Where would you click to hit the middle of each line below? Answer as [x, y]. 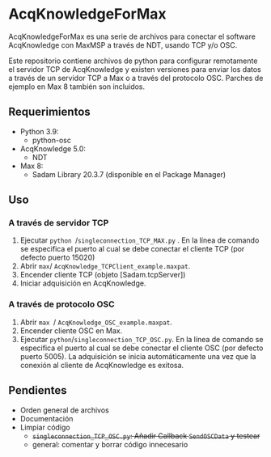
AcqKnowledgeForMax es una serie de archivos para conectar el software [132, 36]
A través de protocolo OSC [61, 304]
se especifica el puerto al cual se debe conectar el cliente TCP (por [132, 249]
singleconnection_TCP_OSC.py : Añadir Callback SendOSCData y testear [146, 436]
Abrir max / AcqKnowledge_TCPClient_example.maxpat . [105, 266]
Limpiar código [45, 427]
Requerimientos [49, 112]
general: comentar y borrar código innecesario [110, 444]
